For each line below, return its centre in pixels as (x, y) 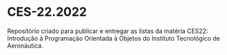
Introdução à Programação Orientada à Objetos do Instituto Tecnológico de (113, 38)
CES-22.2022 (47, 12)
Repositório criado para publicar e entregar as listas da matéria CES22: (108, 31)
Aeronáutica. (25, 45)
